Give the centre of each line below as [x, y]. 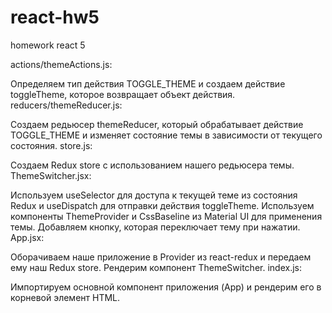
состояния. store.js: [51, 145]
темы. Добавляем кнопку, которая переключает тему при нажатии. [155, 227]
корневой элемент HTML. [65, 297]
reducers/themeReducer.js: [66, 105]
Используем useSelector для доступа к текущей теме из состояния [154, 195]
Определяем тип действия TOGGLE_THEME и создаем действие [148, 83]
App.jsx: [27, 237]
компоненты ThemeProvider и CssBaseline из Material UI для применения [166, 216]
